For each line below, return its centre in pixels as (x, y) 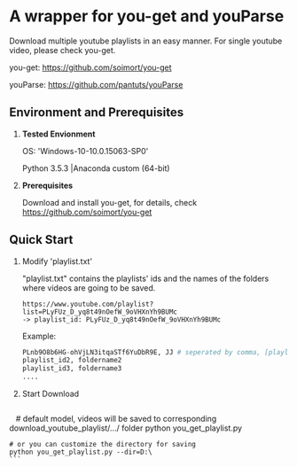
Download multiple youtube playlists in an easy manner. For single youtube (146, 41)
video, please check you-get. (63, 50)
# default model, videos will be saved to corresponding (116, 419)
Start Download (51, 394)
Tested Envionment (59, 134)
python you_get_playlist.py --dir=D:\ (81, 452)
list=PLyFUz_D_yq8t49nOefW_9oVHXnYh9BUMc (99, 312)
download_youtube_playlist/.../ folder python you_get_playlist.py (125, 428)
